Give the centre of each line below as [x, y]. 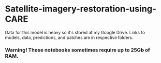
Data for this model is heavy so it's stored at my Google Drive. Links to [75, 32]
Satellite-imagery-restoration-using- [81, 9]
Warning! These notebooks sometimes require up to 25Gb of [78, 50]
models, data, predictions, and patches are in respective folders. [69, 38]
